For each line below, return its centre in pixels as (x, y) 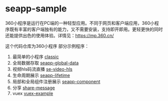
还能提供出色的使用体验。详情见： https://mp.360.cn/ (59, 35)
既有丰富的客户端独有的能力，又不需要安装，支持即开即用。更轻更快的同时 (86, 29)
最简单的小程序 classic (35, 56)
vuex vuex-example (33, 93)
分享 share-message (33, 88)
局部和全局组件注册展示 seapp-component (56, 81)
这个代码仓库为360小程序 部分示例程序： (47, 46)
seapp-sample (36, 9)
